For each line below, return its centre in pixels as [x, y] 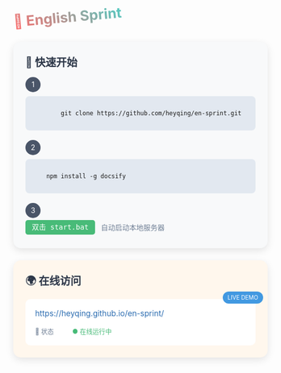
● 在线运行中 [92, 332]
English [51, 19]
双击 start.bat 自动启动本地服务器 [98, 227]
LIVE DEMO [243, 297]
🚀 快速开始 [51, 62]
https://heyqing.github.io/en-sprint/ [100, 313]
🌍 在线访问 [53, 281]
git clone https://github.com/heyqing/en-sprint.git [151, 113]
